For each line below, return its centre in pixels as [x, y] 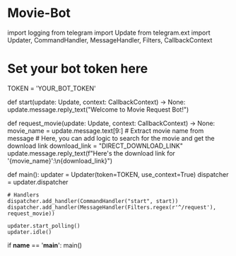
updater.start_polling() [44, 226]
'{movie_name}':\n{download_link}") [60, 161]
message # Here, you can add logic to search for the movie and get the [111, 138]
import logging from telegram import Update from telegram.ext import [109, 33]
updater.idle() [30, 232]
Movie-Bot [39, 13]
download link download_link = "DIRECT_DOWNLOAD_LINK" [95, 146]
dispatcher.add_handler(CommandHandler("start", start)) [93, 201]
